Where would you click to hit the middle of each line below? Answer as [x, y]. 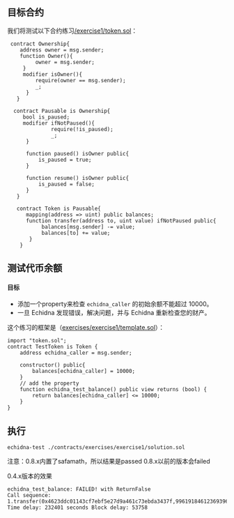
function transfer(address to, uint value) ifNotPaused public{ [121, 221]
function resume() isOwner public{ [77, 178]
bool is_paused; [46, 117]
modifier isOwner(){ [52, 74]
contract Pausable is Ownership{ [62, 111]
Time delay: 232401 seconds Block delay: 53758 [78, 508]
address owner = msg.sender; [62, 50]
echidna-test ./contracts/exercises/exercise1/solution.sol [96, 448]
